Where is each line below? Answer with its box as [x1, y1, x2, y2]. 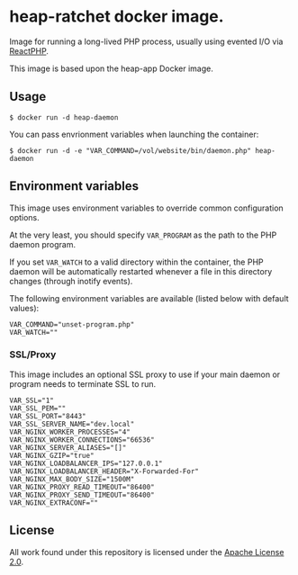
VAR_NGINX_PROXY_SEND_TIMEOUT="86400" [9, 490, 155, 499]
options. [9, 211, 41, 222]
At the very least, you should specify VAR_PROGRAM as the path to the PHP [9, 229, 277, 240]
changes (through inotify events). [9, 275, 133, 286]
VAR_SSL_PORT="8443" [9, 411, 87, 420]
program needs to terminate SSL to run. [9, 378, 157, 389]
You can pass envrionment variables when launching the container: [9, 129, 259, 139]
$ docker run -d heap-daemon [9, 112, 119, 122]
